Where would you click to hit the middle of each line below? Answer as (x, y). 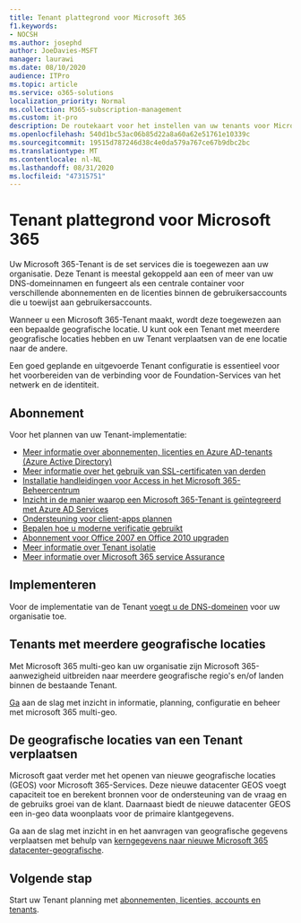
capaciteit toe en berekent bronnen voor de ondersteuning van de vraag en (148, 795)
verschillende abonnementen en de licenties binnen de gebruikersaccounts (148, 293)
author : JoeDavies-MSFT (54, 51)
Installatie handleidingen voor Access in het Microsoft (121, 480)
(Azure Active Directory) (67, 461)
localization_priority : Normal (68, 101)
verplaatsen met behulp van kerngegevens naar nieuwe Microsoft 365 (139, 840)
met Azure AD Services (65, 509)
